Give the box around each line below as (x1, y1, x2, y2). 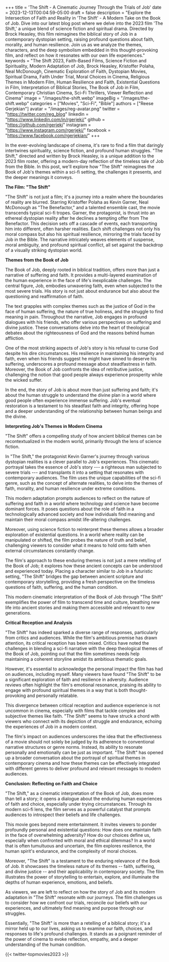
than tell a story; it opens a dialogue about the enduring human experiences (5, 796, 162, 802)
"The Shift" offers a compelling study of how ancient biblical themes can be (5, 433, 162, 439)
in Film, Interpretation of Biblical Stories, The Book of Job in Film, (5, 84, 140, 90)
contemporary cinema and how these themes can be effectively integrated (5, 760, 160, 766)
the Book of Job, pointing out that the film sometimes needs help (5, 651, 140, 657)
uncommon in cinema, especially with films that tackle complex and (5, 708, 145, 714)
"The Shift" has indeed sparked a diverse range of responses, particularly (5, 630, 158, 635)
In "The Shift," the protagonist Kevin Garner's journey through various (5, 454, 149, 459)
